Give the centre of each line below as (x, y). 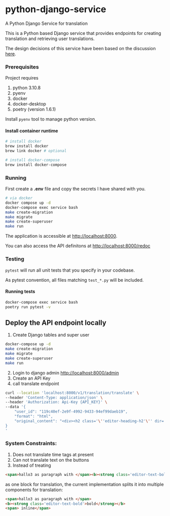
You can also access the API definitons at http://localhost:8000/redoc (78, 246)
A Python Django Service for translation (47, 23)
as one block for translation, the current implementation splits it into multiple (84, 484)
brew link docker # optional (36, 151)
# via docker (19, 198)
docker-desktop (29, 104)
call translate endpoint (36, 383)
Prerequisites (22, 67)
